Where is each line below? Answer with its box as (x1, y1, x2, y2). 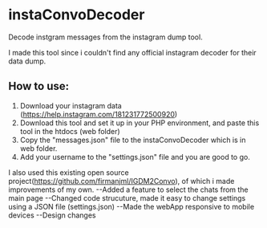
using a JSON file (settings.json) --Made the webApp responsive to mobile (8, 202, 255, 211)
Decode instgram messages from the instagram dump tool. (8, 32, 203, 42)
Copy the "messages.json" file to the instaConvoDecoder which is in (19, 135, 246, 145)
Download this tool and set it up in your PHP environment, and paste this (19, 118, 260, 128)
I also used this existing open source (8, 167, 130, 177)
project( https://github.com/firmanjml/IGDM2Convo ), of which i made (8, 176, 235, 185)
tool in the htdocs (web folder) (19, 126, 120, 136)
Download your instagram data (19, 100, 122, 110)
